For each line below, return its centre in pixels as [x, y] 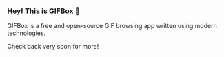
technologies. [27, 33]
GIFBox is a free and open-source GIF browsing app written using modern [112, 26]
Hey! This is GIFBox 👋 [44, 11]
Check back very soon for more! [53, 47]
